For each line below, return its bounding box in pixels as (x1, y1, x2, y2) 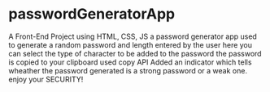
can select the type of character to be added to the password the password (8, 48, 262, 58)
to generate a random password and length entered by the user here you (8, 40, 253, 49)
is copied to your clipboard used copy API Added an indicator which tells (8, 57, 252, 67)
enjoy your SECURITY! (8, 74, 84, 84)
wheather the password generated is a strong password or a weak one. (8, 65, 248, 75)
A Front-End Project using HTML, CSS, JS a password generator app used (8, 31, 258, 41)
